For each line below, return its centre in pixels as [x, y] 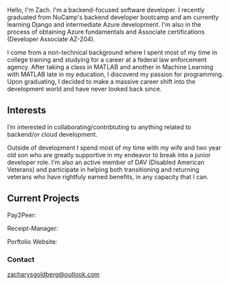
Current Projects [43, 198]
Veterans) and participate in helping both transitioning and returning [103, 169]
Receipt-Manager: [33, 228]
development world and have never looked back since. [84, 89]
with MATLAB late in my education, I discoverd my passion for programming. [115, 74]
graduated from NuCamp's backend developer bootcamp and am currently [113, 17]
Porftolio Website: [32, 241]
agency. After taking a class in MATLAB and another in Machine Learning [111, 67]
